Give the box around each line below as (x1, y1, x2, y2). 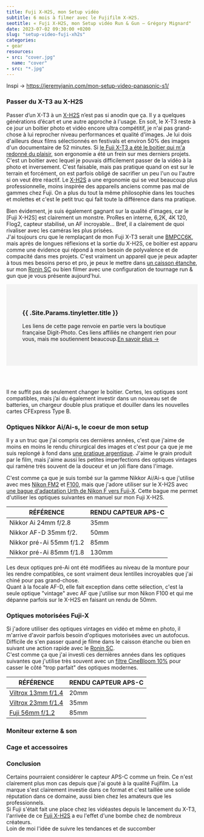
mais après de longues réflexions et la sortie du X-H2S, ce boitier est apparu (6, 239, 198, 247)
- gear (6, 43, 23, 49)
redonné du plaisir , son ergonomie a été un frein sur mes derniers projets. (6, 150, 191, 157)
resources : (6, 49, 34, 55)
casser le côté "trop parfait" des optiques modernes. (6, 664, 138, 671)
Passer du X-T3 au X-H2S (6, 97, 83, 106)
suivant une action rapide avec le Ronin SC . (6, 645, 115, 652)
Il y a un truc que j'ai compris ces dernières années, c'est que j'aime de (6, 436, 185, 443)
